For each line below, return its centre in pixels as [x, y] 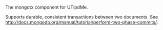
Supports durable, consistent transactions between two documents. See [82, 17]
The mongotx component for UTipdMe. [47, 7]
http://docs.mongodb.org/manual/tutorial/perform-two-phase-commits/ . [82, 22]
